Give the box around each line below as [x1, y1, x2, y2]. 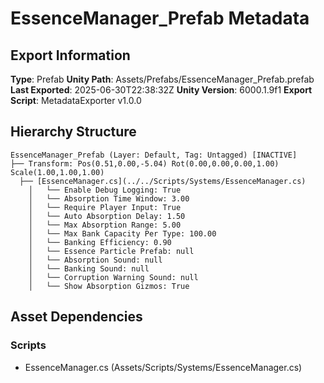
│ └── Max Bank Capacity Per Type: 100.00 [28, 228, 217, 239]
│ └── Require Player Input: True [28, 202, 182, 212]
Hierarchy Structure [10, 123, 137, 141]
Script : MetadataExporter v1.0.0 [10, 95, 142, 106]
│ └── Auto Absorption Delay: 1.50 [28, 211, 186, 221]
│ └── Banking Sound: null [28, 263, 150, 274]
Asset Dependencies [10, 308, 143, 326]
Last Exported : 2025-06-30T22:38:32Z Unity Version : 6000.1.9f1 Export [10, 84, 313, 96]
